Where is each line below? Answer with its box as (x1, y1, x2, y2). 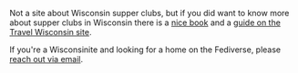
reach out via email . (9, 54, 84, 64)
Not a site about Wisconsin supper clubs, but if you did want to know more (9, 8, 290, 18)
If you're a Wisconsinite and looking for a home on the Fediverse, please (9, 44, 282, 55)
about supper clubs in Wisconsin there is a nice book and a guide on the (9, 17, 281, 28)
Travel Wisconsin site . (9, 27, 92, 37)
